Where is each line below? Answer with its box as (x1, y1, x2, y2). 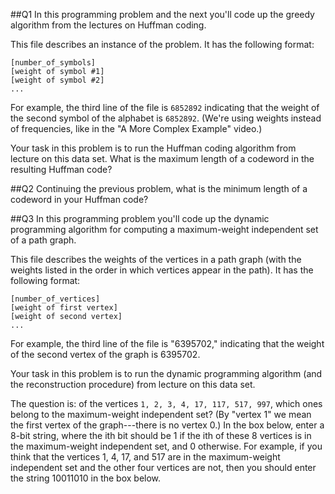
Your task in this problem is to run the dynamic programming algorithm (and (10, 368, 323, 379)
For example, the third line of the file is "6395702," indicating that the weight (10, 338, 325, 349)
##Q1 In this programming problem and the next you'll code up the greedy (10, 9, 315, 20)
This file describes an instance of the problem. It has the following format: (10, 39, 315, 50)
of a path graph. (10, 234, 77, 246)
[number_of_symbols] (10, 58, 97, 68)
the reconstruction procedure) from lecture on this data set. (10, 379, 256, 390)
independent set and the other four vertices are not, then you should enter (10, 462, 317, 473)
